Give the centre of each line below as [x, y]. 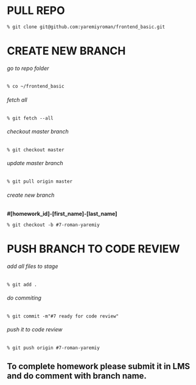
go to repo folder [28, 68]
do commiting [24, 298]
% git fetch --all [30, 118]
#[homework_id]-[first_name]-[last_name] [62, 214]
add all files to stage [33, 266]
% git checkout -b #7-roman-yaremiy [53, 225]
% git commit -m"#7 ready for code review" [63, 316]
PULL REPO [36, 11]
